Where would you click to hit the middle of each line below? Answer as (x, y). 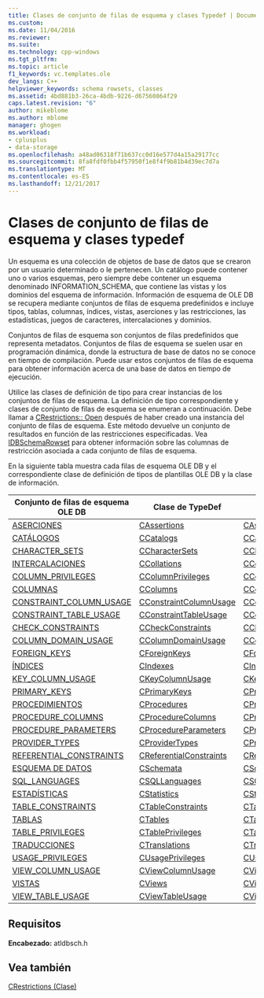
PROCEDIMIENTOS (47, 704)
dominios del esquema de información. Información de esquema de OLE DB (131, 294)
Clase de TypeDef (187, 507)
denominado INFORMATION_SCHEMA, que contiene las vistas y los (117, 286)
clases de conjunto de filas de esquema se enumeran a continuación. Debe (130, 408)
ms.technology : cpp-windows (54, 52)
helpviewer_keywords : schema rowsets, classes (86, 89)
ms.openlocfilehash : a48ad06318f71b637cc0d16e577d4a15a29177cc (114, 154)
